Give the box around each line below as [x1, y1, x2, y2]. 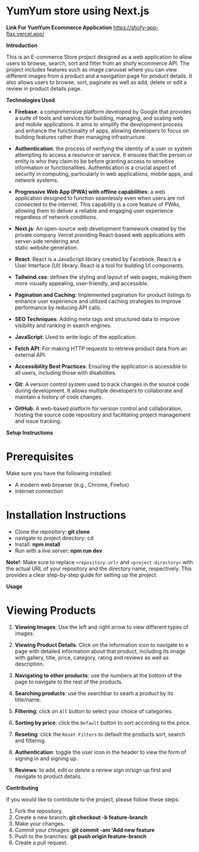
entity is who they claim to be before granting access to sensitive [14, 157, 175, 164]
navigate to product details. [14, 773, 82, 780]
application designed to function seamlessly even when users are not [14, 194, 185, 201]
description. [14, 660, 45, 667]
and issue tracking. [14, 417, 62, 424]
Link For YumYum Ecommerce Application [6, 24, 112, 31]
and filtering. [14, 737, 46, 744]
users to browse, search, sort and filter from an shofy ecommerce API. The [6, 60, 190, 67]
